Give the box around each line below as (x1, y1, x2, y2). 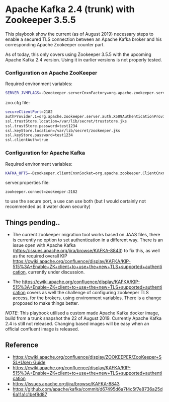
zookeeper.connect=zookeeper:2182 (5, 189, 78, 194)
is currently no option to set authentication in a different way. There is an (12, 237, 163, 243)
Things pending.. (5, 218, 60, 227)
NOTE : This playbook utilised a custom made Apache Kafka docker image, (5, 310, 159, 316)
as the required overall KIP (12, 253, 67, 259)
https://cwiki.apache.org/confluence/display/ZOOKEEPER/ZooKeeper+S (12, 354, 162, 360)
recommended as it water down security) (5, 204, 91, 210)
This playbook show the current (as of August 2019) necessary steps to (5, 31, 154, 37)
